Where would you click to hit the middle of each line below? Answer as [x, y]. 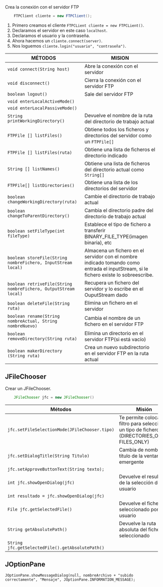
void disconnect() [29, 83]
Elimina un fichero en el [111, 303]
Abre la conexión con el [111, 66]
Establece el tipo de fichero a [118, 224]
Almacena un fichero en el [114, 250]
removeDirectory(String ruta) [42, 339]
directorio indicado [106, 155]
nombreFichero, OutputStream [41, 289]
